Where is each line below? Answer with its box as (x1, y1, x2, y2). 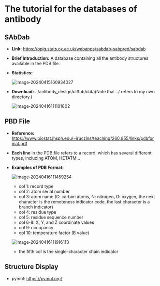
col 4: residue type (18, 209, 57, 215)
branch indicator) (18, 204, 54, 210)
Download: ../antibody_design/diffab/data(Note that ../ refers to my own (11, 89, 155, 94)
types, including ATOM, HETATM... (11, 155, 81, 161)
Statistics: (11, 70, 33, 76)
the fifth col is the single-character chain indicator (18, 249, 119, 254)
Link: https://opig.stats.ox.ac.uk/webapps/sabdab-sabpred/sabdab (11, 46, 146, 51)
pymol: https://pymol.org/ (11, 275, 62, 281)
